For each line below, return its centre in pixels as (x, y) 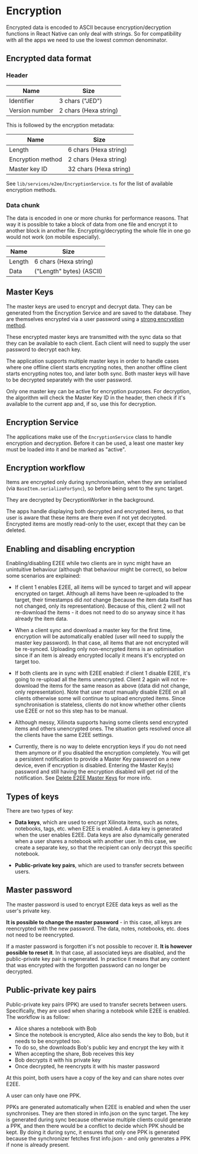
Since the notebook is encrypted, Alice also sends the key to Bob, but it (102, 1034)
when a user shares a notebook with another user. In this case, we (95, 841)
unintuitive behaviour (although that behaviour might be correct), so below (97, 569)
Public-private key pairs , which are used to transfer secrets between (99, 865)
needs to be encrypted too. (48, 1041)
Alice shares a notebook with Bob (56, 1028)
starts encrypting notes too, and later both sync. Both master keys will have (98, 373)
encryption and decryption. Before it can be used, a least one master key (95, 443)
